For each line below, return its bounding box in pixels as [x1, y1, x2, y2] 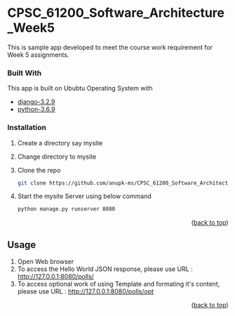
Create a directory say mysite [17, 138, 103, 147]
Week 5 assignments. [7, 51, 69, 59]
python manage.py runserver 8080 [17, 206, 116, 213]
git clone [17, 179, 47, 187]
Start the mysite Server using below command [17, 192, 152, 201]
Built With [7, 68, 42, 78]
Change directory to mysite [17, 152, 97, 161]
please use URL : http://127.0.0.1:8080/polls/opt [17, 287, 154, 296]
